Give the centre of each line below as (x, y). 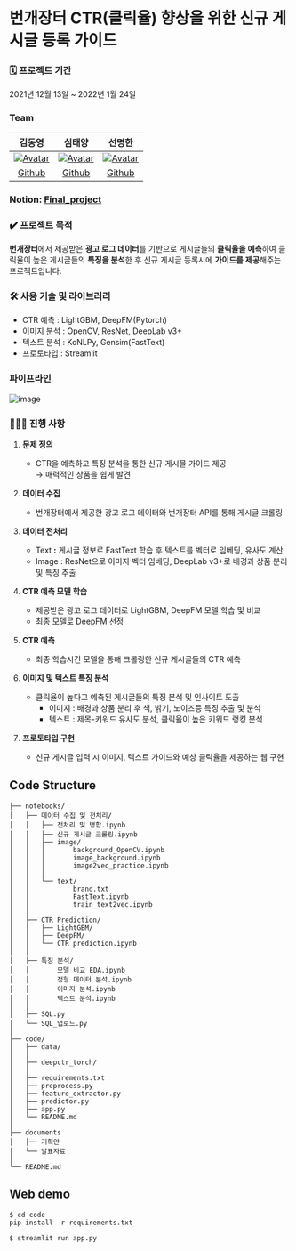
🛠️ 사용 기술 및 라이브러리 (60, 296)
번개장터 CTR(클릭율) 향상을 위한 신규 (139, 18)
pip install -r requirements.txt (71, 1223)
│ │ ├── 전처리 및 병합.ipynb (68, 825)
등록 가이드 (79, 40)
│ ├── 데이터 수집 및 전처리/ (61, 815)
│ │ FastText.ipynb (69, 896)
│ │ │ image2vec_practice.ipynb (89, 865)
